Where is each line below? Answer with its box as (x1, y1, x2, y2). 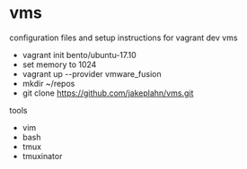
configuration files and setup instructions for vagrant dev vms (9, 32, 238, 43)
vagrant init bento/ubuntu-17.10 (22, 49, 137, 60)
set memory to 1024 (22, 59, 97, 70)
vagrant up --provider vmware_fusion (22, 68, 162, 79)
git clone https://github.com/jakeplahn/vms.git (22, 88, 194, 98)
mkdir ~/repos (22, 78, 75, 89)
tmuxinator (22, 150, 63, 161)
